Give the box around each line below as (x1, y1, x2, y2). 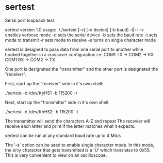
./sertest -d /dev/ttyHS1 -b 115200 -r (5, 90, 78, 96)
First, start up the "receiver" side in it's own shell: (5, 80, 104, 86)
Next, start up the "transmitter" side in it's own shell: (5, 99, 110, 105)
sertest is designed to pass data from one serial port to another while (5, 46, 143, 52)
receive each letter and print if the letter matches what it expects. (5, 123, 136, 129)
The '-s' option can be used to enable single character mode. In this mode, (5, 142, 155, 148)
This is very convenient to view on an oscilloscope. (5, 152, 107, 158)
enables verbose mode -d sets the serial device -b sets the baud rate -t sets (5, 32, 158, 38)
